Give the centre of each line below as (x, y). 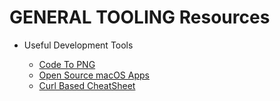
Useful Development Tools (78, 45)
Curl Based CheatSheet (87, 85)
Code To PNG (67, 64)
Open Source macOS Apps (94, 75)
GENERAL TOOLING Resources (140, 17)
